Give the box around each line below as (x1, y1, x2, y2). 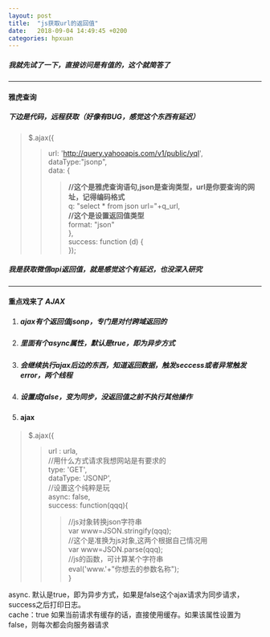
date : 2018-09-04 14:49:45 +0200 (8, 27, 128, 35)
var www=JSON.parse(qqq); (67, 545, 163, 554)
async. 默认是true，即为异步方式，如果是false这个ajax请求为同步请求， (8, 590, 244, 599)
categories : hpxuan (8, 34, 74, 43)
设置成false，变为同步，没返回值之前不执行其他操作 (19, 392, 193, 402)
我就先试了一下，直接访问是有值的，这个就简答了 (8, 59, 170, 69)
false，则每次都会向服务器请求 (8, 620, 109, 630)
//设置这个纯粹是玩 (47, 483, 110, 492)
